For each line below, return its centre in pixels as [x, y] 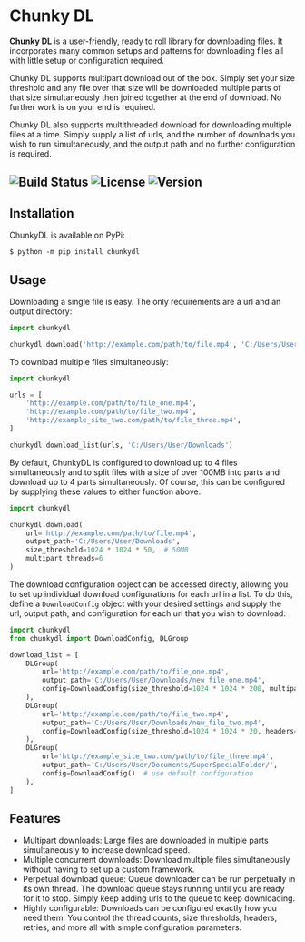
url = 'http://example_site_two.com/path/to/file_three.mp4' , [158, 756]
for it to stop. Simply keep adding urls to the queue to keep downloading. [159, 898]
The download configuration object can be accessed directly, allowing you [149, 584]
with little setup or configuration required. [87, 60]
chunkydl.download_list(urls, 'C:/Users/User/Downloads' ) [121, 445]
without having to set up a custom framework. [108, 869]
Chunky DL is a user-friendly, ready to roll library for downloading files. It [146, 41]
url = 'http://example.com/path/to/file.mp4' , [111, 533]
